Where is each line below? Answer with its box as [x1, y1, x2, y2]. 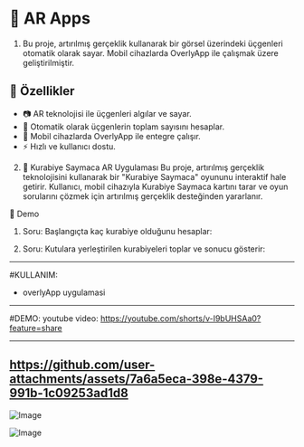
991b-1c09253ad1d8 [9, 385, 128, 401]
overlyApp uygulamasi [22, 287, 106, 298]
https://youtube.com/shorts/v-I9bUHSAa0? [100, 312, 261, 324]
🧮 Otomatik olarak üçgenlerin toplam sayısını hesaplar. [22, 121, 224, 132]
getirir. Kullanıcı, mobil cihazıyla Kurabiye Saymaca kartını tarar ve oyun [22, 181, 289, 192]
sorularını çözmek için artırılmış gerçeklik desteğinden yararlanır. [22, 190, 263, 202]
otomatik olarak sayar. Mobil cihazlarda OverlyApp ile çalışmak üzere [22, 47, 279, 58]
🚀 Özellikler [9, 83, 75, 99]
